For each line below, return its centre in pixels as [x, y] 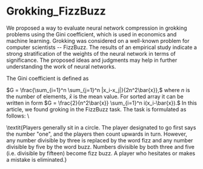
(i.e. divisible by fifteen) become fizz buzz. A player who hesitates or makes [101, 153]
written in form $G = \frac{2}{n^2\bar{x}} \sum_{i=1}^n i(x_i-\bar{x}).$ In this [101, 103]
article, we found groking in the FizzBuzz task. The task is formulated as [96, 109]
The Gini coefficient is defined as [48, 78]
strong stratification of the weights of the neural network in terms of [91, 53]
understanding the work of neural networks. [61, 66]
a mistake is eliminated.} [37, 159]
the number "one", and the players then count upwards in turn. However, [97, 134]
